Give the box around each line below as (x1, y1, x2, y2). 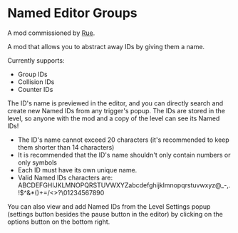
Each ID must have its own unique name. (17, 165, 138, 174)
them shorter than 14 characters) (17, 143, 115, 151)
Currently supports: (7, 56, 65, 65)
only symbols (17, 158, 57, 167)
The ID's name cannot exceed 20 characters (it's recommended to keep (17, 135, 229, 144)
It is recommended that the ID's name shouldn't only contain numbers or (17, 150, 231, 159)
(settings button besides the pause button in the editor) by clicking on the (7, 209, 223, 218)
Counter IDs (17, 85, 53, 93)
